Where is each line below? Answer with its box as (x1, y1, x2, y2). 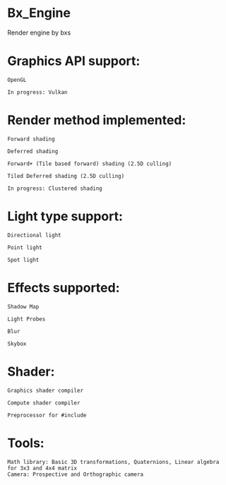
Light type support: (7, 208, 124, 224)
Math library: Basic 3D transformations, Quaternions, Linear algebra (7, 458, 220, 465)
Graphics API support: (7, 53, 141, 69)
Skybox (7, 340, 27, 347)
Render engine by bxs (7, 28, 71, 37)
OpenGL (7, 76, 27, 83)
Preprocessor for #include (7, 412, 87, 419)
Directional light (7, 232, 61, 239)
